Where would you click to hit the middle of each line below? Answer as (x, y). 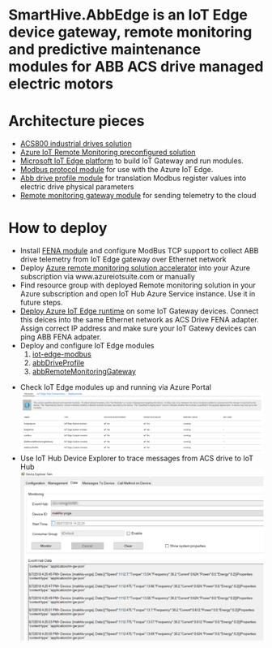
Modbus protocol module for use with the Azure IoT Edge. (117, 170)
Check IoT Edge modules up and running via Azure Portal (116, 387)
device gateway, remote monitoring (130, 32)
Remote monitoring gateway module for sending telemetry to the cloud (138, 196)
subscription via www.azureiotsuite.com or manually (108, 277)
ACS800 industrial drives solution (76, 144)
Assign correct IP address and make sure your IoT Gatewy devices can (138, 328)
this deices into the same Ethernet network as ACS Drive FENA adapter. (139, 320)
